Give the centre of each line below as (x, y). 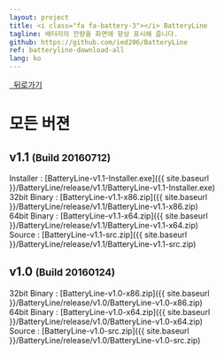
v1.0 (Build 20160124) (62, 272)
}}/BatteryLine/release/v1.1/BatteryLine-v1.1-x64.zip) (104, 225)
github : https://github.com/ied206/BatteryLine (99, 42)
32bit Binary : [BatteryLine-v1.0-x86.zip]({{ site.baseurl (109, 293)
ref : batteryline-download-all (67, 50)
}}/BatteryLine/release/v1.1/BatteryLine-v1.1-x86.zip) (104, 206)
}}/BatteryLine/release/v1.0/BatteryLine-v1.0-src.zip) (105, 340)
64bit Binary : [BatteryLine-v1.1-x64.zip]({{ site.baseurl (108, 216)
